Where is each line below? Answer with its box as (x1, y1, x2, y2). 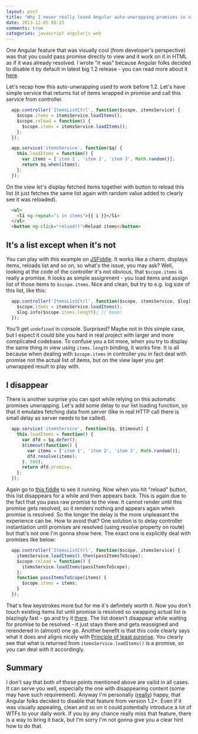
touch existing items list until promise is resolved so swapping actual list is (6, 608, 187, 615)
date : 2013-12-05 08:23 (6, 19, 65, 25)
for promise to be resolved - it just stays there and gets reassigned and (6, 620, 179, 628)
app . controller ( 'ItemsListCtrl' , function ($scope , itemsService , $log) (11, 298, 192, 304)
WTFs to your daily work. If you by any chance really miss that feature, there (6, 710, 192, 717)
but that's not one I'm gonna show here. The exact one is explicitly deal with (6, 530, 192, 536)
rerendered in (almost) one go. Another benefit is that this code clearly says (6, 627, 190, 634)
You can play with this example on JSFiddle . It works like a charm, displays (6, 255, 188, 262)
